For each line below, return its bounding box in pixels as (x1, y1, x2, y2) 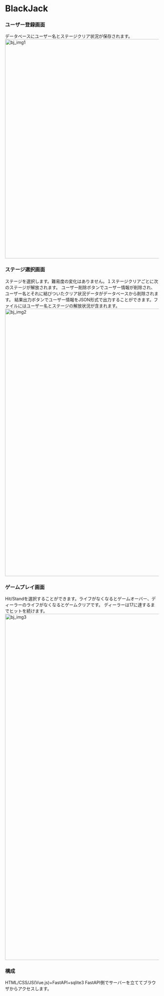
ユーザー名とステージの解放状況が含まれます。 (26, 302, 121, 309)
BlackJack (5, 3, 48, 14)
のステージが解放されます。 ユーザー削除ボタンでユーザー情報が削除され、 (5, 284, 155, 290)
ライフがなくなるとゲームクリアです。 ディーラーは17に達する (26, 602, 151, 608)
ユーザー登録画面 (5, 22, 45, 28)
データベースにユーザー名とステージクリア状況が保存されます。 (5, 33, 133, 39)
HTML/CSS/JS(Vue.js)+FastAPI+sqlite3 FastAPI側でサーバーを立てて (5, 980, 143, 986)
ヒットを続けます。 (9, 608, 48, 614)
